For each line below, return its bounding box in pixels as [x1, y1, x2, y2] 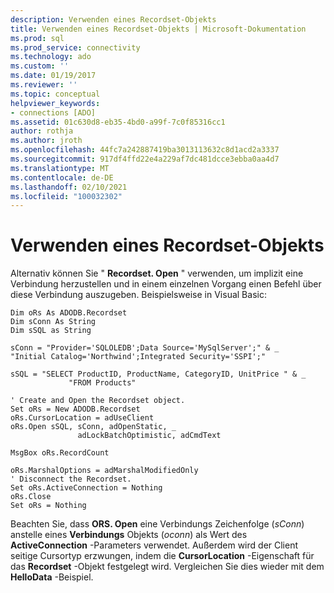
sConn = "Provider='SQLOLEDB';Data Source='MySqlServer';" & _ [10, 343, 280, 353]
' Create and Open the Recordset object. [10, 396, 186, 406]
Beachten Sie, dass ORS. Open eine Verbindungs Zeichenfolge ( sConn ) [10, 518, 305, 530]
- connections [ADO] [10, 107, 97, 118]
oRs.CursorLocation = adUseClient [10, 413, 155, 423]
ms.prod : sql [10, 33, 65, 43]
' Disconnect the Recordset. [10, 474, 132, 485]
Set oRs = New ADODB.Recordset [10, 404, 141, 415]
